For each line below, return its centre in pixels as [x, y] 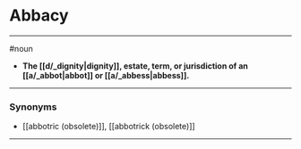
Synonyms [33, 106]
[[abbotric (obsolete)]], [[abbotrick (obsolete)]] [108, 127]
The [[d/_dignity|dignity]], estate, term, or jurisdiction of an [135, 66]
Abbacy [39, 16]
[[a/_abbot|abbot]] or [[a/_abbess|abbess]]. [106, 75]
